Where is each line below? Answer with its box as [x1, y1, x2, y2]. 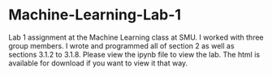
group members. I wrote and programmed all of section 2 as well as [8, 40, 235, 50]
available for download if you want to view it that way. [8, 58, 188, 68]
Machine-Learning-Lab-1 [8, 6, 181, 24]
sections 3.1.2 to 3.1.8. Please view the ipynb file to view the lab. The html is [8, 49, 261, 59]
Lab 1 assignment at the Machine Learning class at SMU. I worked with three [8, 32, 264, 42]
